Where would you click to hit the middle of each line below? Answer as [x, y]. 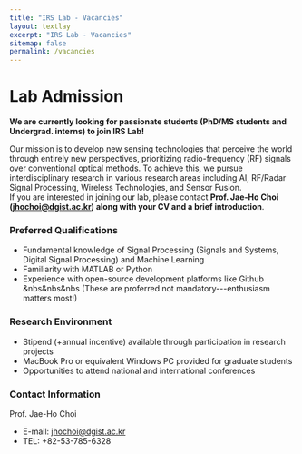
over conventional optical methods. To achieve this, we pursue [126, 168]
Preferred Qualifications [63, 230]
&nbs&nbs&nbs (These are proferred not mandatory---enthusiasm [146, 289]
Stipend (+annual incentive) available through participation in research [154, 341]
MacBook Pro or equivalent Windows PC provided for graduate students [157, 360]
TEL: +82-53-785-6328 [67, 440]
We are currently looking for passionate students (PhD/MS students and [148, 122]
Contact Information [55, 394]
